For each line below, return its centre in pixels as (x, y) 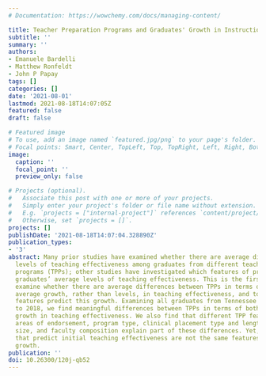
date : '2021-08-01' (40, 96)
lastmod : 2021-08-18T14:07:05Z (60, 104)
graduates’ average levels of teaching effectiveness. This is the (129, 279)
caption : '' (35, 162)
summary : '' (28, 44)
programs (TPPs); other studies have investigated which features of (132, 272)
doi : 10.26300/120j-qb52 (49, 360)
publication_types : (40, 242)
